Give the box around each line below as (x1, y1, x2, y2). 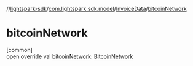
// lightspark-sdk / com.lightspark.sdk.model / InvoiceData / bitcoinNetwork (6, 5, 187, 12)
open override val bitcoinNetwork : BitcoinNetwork (6, 53, 133, 60)
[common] (6, 46, 33, 53)
